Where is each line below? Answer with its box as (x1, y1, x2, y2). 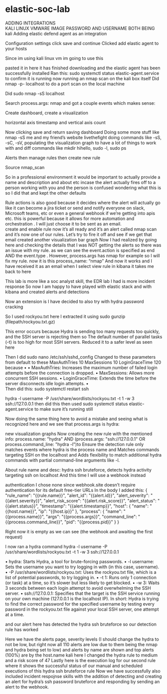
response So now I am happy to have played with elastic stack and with (5, 283, 152, 289)
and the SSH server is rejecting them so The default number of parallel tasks (5, 333, 163, 340)
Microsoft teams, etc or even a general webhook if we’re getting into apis (5, 210, 156, 216)
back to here (5, 268, 31, 274)
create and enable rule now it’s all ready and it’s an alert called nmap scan (5, 226, 157, 232)
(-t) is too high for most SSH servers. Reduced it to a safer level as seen (5, 339, 153, 345)
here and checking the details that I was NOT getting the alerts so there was (5, 242, 162, 248)
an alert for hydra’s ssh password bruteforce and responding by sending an (5, 679, 160, 685)
